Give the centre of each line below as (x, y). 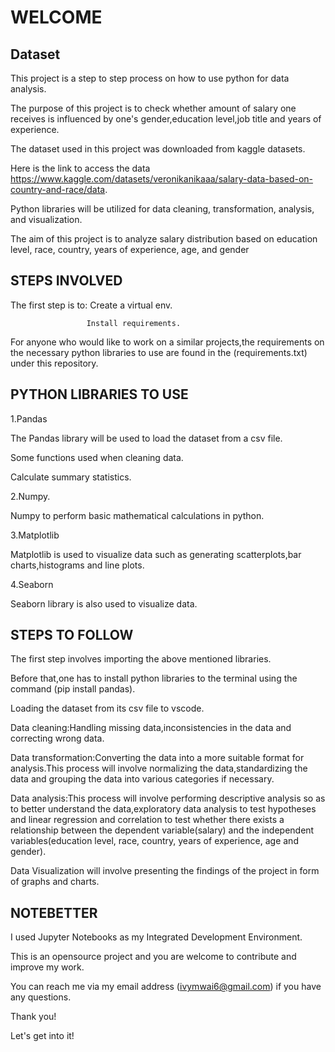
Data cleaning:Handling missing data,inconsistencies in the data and (151, 728)
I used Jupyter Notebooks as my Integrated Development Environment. (156, 937)
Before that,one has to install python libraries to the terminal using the (154, 678)
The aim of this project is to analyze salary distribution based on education (164, 239)
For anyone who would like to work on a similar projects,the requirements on (167, 342)
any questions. (41, 997)
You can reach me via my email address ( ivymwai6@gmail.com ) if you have (166, 987)
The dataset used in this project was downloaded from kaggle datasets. (158, 149)
